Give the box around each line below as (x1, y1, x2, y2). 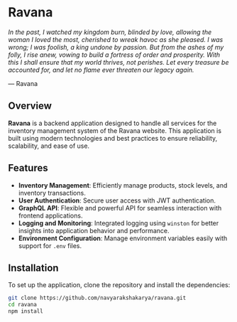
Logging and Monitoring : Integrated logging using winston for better (18, 218, 219, 227)
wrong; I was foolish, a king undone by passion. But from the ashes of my (8, 43, 224, 51)
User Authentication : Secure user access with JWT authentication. (18, 196, 216, 205)
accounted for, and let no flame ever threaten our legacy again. (8, 65, 194, 74)
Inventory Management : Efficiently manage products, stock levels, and (18, 181, 228, 189)
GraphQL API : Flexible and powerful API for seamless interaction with (18, 203, 222, 212)
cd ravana (8, 301, 38, 308)
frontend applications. (18, 211, 83, 220)
